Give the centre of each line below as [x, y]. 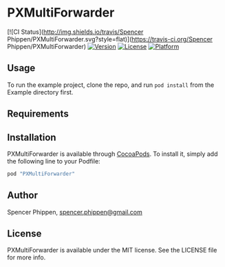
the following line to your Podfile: [54, 161]
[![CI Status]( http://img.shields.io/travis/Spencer [75, 32]
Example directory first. [40, 92]
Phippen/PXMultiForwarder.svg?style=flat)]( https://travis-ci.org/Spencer [110, 39]
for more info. [26, 257]
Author [22, 196]
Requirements [38, 114]
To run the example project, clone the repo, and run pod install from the [111, 85]
